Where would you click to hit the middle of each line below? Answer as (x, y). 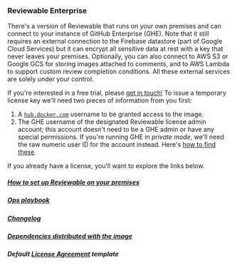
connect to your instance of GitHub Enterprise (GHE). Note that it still (108, 33)
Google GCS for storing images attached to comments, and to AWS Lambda (118, 64)
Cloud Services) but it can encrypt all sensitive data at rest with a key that (115, 49)
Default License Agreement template (63, 254)
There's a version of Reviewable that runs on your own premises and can (115, 26)
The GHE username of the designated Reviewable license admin (112, 122)
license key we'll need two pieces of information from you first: (100, 100)
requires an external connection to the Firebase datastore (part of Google (115, 41)
